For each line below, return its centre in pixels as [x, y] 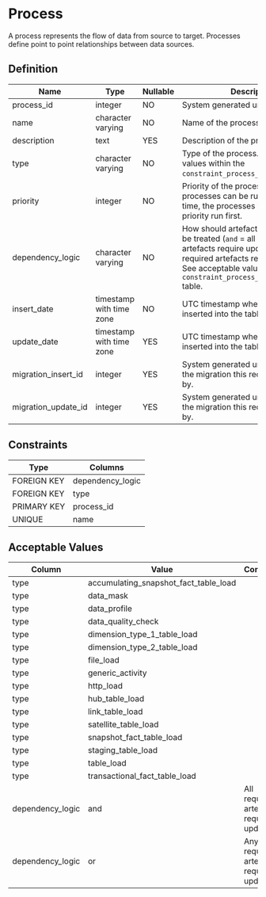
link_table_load [115, 712]
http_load [105, 686]
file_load [104, 660]
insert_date [33, 308]
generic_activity [118, 673]
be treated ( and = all [218, 239]
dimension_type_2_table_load [142, 647]
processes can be [215, 196]
